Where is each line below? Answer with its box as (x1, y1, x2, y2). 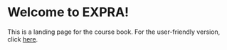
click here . (7, 35, 38, 43)
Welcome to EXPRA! (7, 4, 130, 20)
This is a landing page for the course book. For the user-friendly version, (7, 27, 221, 36)
